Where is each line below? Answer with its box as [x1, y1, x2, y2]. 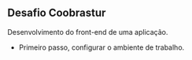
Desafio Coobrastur [7, 6, 106, 20]
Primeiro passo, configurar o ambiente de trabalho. [18, 43, 185, 52]
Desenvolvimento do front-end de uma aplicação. [7, 27, 168, 36]
